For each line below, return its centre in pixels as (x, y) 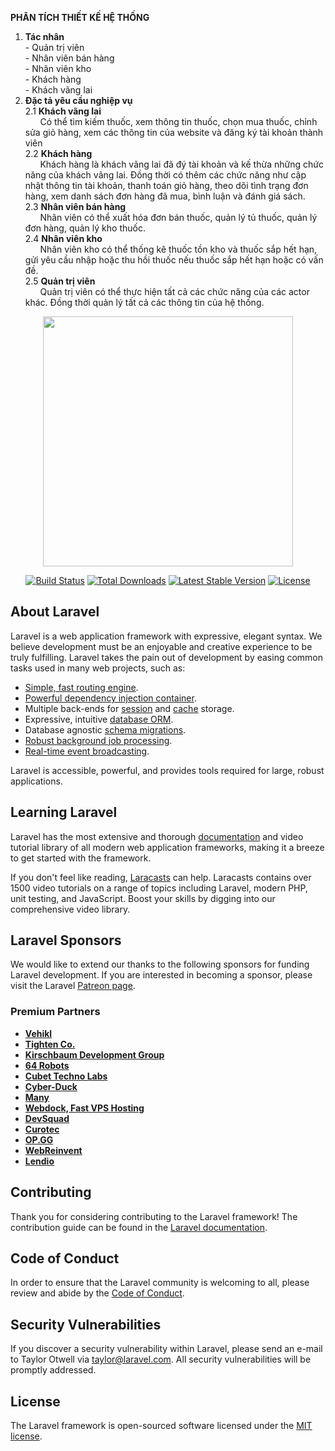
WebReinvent (53, 1150)
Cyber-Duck (51, 1086)
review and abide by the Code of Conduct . (97, 1293)
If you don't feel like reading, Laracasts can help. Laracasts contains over (161, 877)
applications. (36, 781)
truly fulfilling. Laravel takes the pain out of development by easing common (167, 657)
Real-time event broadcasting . (87, 751)
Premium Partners (55, 1012)
